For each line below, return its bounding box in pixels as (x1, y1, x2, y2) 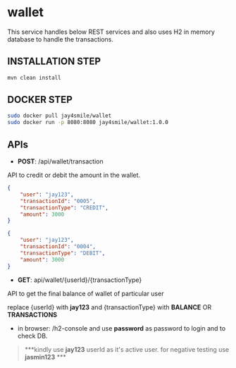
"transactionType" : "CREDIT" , (20, 204, 109, 211)
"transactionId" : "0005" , (20, 197, 97, 204)
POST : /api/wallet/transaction (17, 157, 104, 166)
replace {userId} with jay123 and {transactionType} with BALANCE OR (7, 302, 212, 311)
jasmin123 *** (24, 352, 67, 361)
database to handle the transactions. (7, 35, 114, 43)
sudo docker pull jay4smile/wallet (7, 112, 112, 120)
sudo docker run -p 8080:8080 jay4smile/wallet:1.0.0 (7, 119, 169, 126)
